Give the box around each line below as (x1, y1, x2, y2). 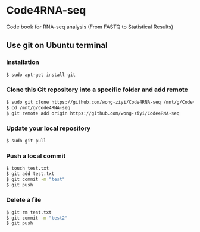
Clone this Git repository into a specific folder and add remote (6, 85, 189, 94)
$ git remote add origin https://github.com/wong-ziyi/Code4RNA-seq (6, 110, 180, 116)
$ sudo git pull (6, 138, 46, 144)
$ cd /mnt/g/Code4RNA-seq (6, 104, 70, 110)
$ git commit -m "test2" (6, 215, 68, 221)
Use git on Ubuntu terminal (6, 40, 108, 50)
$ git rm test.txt (6, 209, 52, 215)
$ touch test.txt (6, 165, 49, 171)
